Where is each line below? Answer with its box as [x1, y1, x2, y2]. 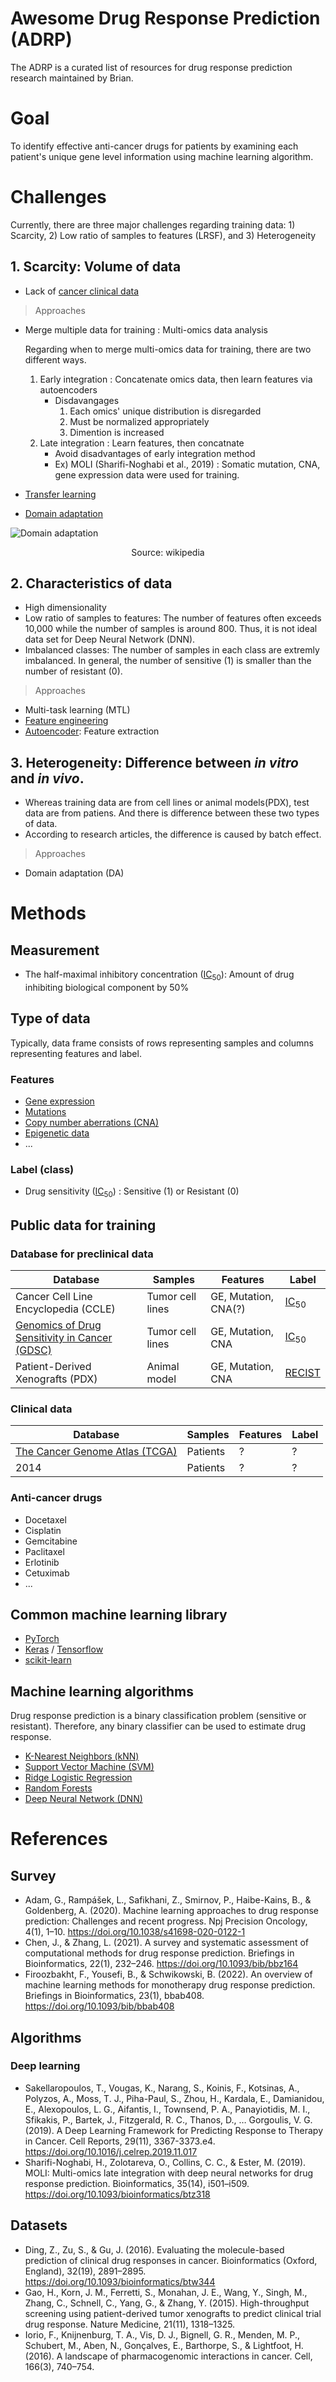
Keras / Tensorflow [24, 1643, 104, 1656]
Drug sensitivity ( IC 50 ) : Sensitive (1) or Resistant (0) [24, 1185, 240, 1200]
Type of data [10, 1010, 91, 1027]
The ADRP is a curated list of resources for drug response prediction [10, 61, 293, 73]
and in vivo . [10, 770, 85, 787]
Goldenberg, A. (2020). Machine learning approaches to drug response [24, 1905, 319, 1917]
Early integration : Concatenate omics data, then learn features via [39, 373, 313, 385]
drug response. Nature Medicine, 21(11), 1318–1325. [24, 2318, 236, 2330]
